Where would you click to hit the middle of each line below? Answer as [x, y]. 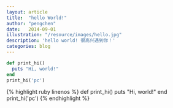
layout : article [27, 12]
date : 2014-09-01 [31, 29]
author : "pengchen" [31, 23]
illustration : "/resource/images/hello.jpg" [64, 35]
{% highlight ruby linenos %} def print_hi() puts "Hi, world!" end [87, 92]
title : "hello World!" [37, 18]
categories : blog [29, 47]
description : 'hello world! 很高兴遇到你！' [61, 40]
